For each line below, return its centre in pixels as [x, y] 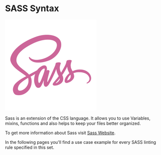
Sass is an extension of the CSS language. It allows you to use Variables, [78, 118]
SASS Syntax [32, 9]
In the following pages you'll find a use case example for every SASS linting [81, 142]
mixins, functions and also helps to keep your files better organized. [73, 123]
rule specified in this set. [30, 147]
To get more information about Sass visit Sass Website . [60, 133]
